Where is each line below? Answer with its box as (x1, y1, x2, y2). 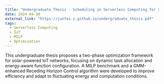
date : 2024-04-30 (5, 12, 41, 17)
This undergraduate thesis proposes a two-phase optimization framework (5, 52, 154, 58)
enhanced (5, 68, 25, 74)
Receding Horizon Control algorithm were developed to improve (26, 68, 155, 74)
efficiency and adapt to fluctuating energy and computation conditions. (5, 73, 148, 79)
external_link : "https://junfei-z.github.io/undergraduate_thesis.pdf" (5, 16, 154, 21)
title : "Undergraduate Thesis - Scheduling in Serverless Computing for (5, 7, 156, 12)
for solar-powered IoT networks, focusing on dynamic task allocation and (5, 57, 152, 63)
